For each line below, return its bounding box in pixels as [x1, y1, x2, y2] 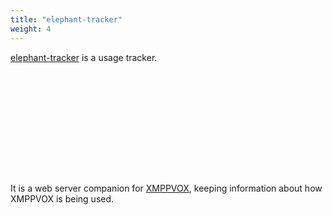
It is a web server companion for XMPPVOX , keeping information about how [10, 182, 323, 194]
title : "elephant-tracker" [10, 14, 123, 25]
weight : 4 [10, 24, 52, 34]
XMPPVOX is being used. [10, 192, 115, 205]
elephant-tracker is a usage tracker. [10, 51, 158, 63]
